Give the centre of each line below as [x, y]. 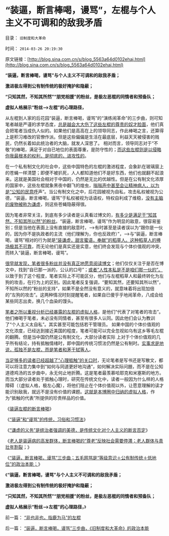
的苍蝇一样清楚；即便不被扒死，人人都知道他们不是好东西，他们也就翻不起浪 [84, 173]
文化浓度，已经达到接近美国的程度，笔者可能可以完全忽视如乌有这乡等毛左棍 [84, 331]
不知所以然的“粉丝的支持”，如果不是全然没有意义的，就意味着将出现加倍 [80, 288]
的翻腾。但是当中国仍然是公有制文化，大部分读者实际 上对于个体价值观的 [81, 337]
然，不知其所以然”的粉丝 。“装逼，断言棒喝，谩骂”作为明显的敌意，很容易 [81, 221]
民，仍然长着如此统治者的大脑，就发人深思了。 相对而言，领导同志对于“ [80, 143]
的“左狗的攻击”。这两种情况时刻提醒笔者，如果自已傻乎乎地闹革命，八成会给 [84, 294]
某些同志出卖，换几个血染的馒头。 [40, 301]
